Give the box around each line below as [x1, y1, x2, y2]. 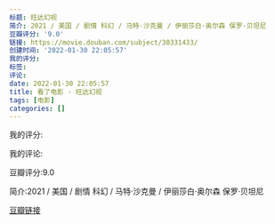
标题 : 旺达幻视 [9, 12, 58, 22]
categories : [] [9, 104, 66, 113]
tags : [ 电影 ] [9, 95, 55, 105]
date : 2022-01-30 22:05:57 [9, 79, 109, 88]
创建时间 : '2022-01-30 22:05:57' [9, 46, 128, 55]
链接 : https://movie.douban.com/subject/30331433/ [9, 37, 198, 47]
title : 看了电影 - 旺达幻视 [9, 87, 102, 96]
